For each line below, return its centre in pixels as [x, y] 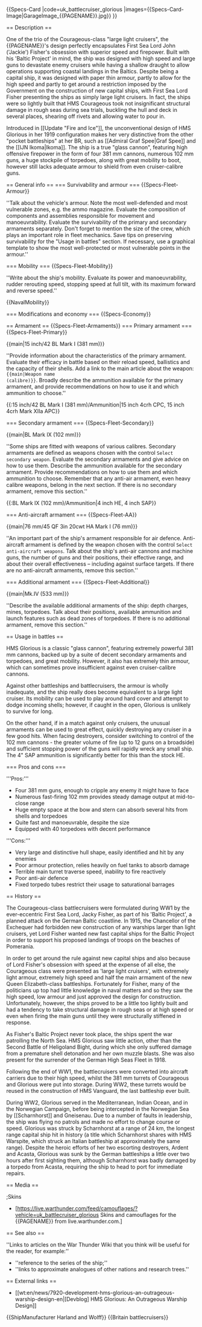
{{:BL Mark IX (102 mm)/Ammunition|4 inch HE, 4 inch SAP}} [81, 503]
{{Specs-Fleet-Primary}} [37, 332]
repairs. [16, 1173]
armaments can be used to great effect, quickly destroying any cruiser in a [99, 729]
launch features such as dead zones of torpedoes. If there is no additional [98, 618]
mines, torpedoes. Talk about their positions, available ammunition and [94, 612]
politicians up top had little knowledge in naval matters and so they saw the [99, 990]
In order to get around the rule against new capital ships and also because [99, 958]
